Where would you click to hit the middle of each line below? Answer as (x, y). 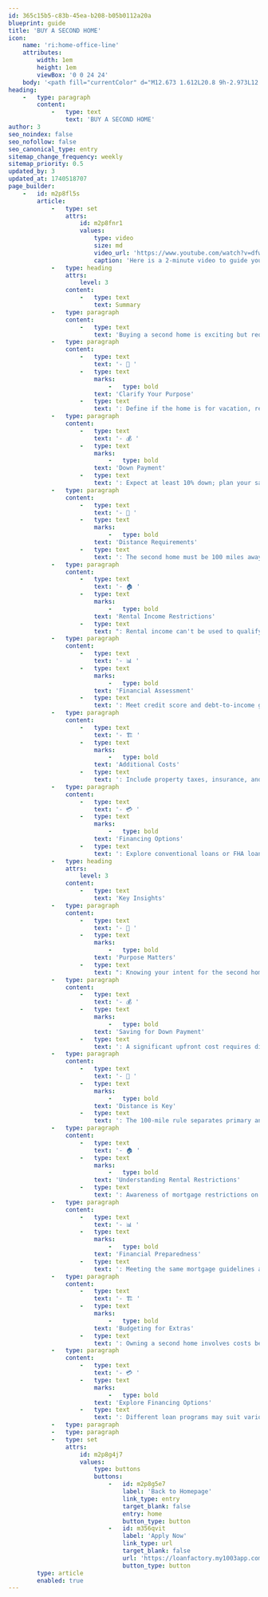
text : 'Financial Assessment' (144, 691)
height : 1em (57, 68)
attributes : (42, 53)
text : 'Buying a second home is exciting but (171, 335)
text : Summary (117, 305)
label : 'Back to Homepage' (167, 1492)
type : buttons (117, 1469)
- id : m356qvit (137, 1528)
